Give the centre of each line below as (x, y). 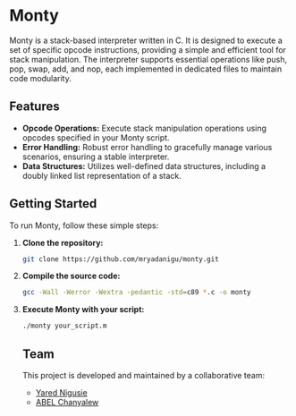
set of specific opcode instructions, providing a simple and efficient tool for (148, 49)
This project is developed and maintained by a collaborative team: (144, 375)
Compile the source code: (71, 276)
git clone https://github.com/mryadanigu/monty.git (120, 259)
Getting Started (53, 204)
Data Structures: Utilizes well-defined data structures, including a (144, 166)
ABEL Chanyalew (67, 402)
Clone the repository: (63, 242)
